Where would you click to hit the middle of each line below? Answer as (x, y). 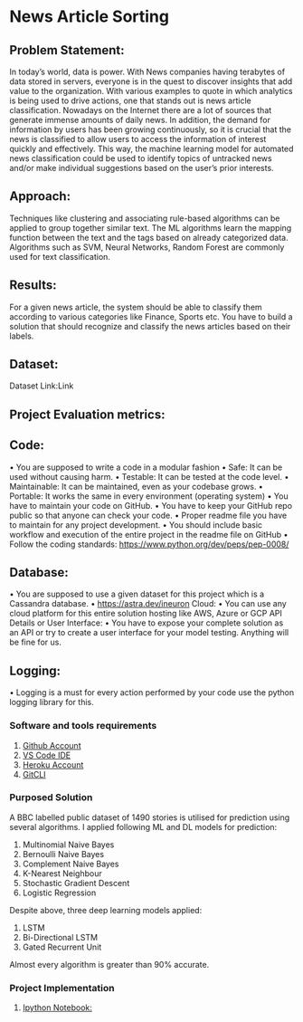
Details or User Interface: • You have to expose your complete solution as (147, 623)
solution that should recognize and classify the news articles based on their (150, 326)
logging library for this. (52, 702)
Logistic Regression (59, 893)
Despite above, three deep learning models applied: (106, 910)
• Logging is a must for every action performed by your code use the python (152, 692)
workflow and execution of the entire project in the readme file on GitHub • (149, 534)
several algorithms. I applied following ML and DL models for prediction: (143, 826)
